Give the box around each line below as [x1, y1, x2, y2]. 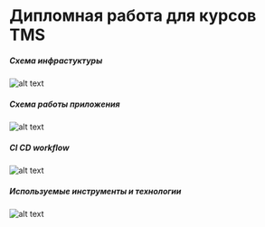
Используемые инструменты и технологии [9, 185, 182, 196]
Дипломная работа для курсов [9, 5, 257, 26]
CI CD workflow [9, 142, 70, 153]
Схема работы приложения [9, 99, 120, 109]
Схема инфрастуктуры [9, 55, 103, 66]
